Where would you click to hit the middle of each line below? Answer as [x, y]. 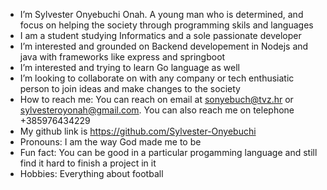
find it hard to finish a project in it [88, 163]
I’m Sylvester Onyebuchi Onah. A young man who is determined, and [161, 14]
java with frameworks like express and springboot [122, 57]
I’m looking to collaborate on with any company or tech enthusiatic [157, 78]
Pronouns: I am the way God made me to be [110, 142]
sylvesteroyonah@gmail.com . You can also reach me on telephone [157, 110]
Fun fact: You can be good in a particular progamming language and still [168, 152]
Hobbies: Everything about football [91, 173]
